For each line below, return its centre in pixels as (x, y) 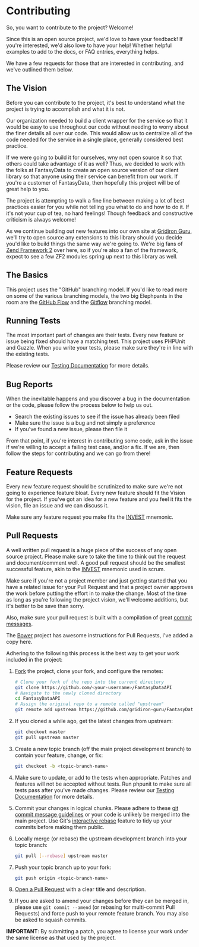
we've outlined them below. (40, 69)
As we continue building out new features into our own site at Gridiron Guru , (99, 231)
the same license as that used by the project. (61, 938)
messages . (20, 624)
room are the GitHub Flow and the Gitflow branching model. (79, 302)
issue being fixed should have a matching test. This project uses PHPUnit (96, 341)
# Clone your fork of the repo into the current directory (89, 682)
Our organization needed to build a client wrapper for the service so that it (97, 120)
